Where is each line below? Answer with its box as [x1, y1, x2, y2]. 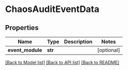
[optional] [97, 46, 121, 53]
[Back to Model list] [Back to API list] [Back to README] [5, 59, 120, 65]
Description [64, 38, 93, 45]
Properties [5, 23, 39, 32]
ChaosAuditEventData [5, 3, 100, 15]
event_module [7, 46, 42, 53]
